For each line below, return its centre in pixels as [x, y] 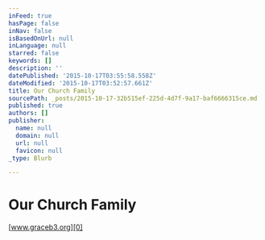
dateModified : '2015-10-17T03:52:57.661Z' [81, 83]
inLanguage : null [37, 46]
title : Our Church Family [52, 91]
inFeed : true [30, 16]
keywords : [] [30, 61]
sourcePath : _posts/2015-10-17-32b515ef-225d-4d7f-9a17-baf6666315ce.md [133, 98]
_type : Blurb [30, 158]
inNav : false [30, 31]
